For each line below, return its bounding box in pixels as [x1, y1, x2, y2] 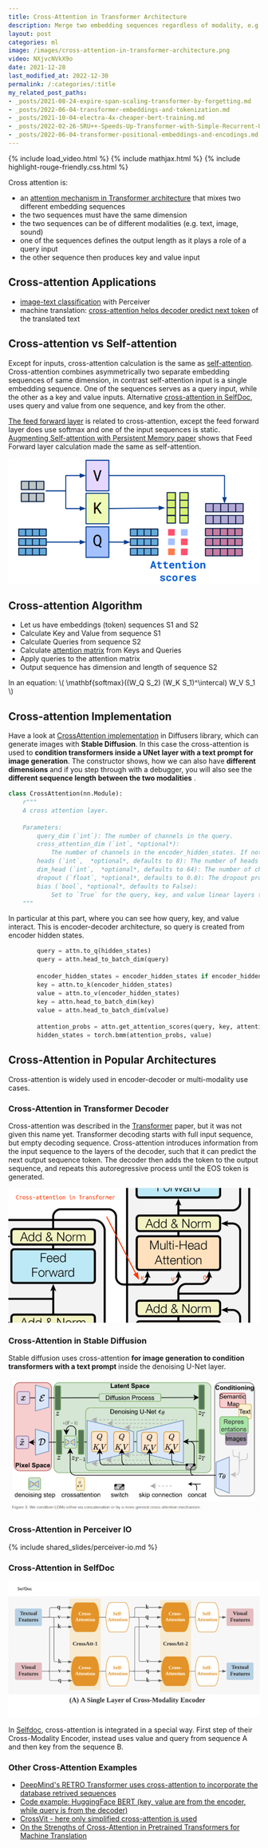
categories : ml [8, 38, 59, 46]
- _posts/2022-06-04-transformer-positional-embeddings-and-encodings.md [8, 131, 259, 139]
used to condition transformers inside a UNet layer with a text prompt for [8, 748, 254, 758]
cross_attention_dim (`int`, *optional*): [37, 840, 180, 848]
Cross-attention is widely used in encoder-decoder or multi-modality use [8, 1074, 249, 1084]
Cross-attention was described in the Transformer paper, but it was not [8, 1121, 242, 1131]
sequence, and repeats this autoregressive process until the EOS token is [8, 1164, 249, 1173]
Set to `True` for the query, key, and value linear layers [50, 890, 255, 898]
